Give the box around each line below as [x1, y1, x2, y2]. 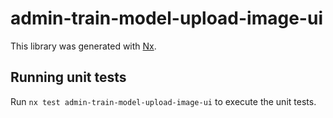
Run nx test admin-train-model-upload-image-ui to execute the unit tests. [10, 95, 317, 107]
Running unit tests [10, 69, 127, 86]
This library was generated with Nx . [10, 40, 157, 52]
